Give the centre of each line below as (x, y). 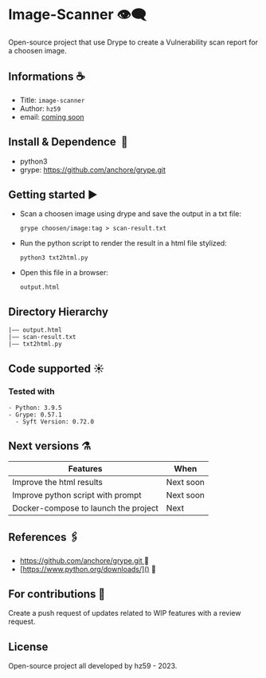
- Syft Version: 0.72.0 (55, 422)
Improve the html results (58, 482)
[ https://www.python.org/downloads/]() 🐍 (88, 569)
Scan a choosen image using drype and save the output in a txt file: (130, 214)
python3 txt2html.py (54, 258)
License (28, 646)
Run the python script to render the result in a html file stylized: (123, 243)
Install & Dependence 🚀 (68, 142)
